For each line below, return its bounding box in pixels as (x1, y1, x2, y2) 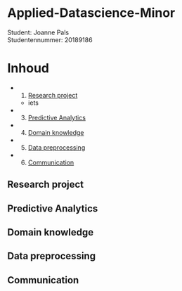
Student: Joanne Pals (7, 28, 70, 37)
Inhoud (7, 60, 49, 77)
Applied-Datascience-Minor (7, 5, 176, 21)
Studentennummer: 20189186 (7, 35, 93, 44)
